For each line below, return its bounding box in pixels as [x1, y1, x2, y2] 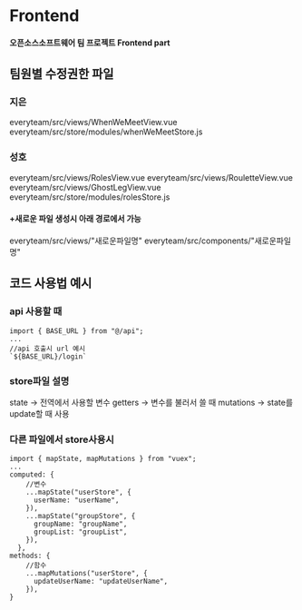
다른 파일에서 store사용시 [9, 433, 115, 446]
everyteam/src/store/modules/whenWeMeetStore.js [9, 126, 203, 137]
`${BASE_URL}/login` [9, 351, 88, 361]
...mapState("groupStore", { [25, 512, 136, 521]
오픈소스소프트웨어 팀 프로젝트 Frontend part [9, 37, 170, 48]
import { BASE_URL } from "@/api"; [9, 326, 144, 336]
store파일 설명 [9, 374, 70, 387]
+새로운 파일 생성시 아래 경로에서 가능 [9, 213, 142, 224]
